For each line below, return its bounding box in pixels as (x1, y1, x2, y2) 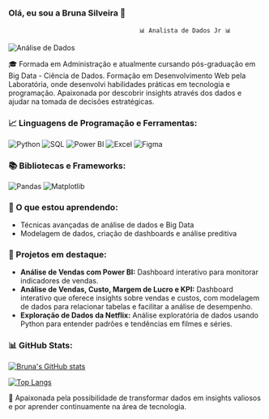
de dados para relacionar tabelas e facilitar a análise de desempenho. (19, 302, 254, 312)
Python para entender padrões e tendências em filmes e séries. (19, 319, 233, 329)
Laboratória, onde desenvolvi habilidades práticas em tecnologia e (8, 80, 231, 89)
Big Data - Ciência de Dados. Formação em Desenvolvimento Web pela (8, 71, 246, 80)
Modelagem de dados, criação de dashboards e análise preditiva (19, 229, 237, 239)
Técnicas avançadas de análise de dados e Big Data (19, 220, 194, 230)
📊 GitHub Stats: (8, 340, 73, 352)
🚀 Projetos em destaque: (8, 249, 107, 261)
